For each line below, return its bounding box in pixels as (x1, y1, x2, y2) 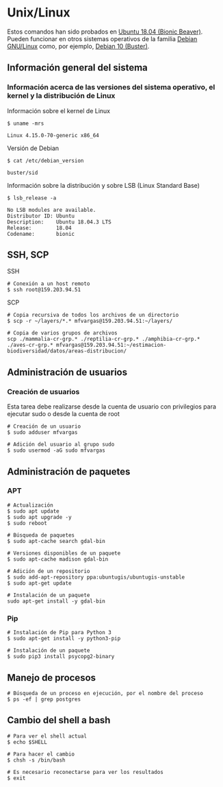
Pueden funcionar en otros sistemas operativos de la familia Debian (7, 34, 198, 43)
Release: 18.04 (7, 224, 72, 231)
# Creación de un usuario (7, 423, 81, 430)
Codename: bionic (7, 230, 75, 237)
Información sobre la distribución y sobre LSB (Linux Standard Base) (7, 181, 200, 189)
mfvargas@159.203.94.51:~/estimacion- (55, 341, 167, 349)
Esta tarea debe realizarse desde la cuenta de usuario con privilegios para (7, 402, 217, 411)
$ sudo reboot (7, 520, 48, 526)
